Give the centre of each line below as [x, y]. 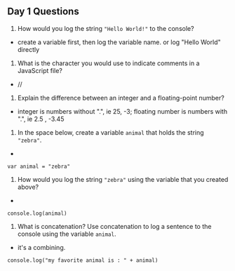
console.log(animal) [38, 213]
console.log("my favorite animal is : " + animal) [83, 260]
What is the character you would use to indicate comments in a [108, 63]
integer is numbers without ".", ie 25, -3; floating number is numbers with [122, 111]
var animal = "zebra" [39, 166]
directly [28, 49]
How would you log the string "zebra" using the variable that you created [123, 179]
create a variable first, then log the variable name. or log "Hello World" [119, 42]
